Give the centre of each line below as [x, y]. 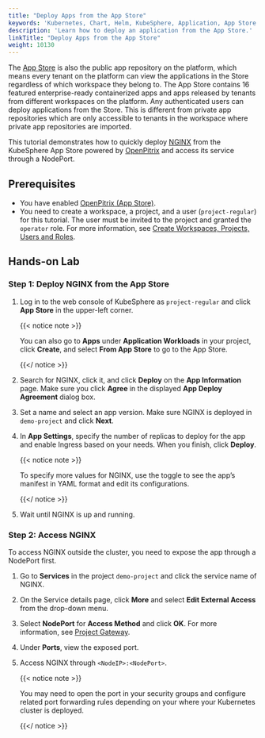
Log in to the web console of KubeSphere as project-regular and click [135, 302]
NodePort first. [32, 560]
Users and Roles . [47, 236]
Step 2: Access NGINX [52, 535]
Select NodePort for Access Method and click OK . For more [118, 623]
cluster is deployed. [52, 710]
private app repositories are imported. [70, 127]
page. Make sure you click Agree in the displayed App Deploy [121, 388]
